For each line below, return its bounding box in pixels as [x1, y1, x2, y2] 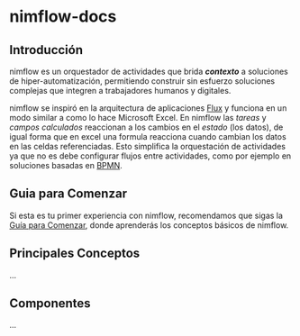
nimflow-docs [9, 6, 117, 27]
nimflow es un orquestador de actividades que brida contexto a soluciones [9, 66, 288, 77]
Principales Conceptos [9, 246, 141, 261]
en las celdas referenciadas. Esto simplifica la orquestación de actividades [9, 141, 286, 151]
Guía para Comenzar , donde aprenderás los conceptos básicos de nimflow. [9, 219, 289, 231]
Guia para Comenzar [9, 186, 128, 202]
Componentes [9, 295, 92, 312]
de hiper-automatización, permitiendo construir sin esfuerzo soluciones [9, 76, 276, 86]
